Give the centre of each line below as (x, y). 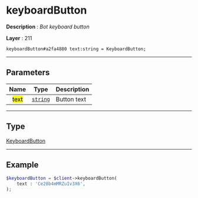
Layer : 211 (19, 38)
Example (22, 165)
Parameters (28, 72)
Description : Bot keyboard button (48, 27)
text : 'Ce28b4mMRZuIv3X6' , (51, 184)
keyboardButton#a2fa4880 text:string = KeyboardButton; (76, 49)
